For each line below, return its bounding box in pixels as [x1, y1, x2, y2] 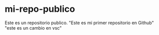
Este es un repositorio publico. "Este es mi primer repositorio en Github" [5, 20, 154, 26]
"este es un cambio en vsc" [5, 25, 62, 31]
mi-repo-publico [5, 3, 75, 15]
